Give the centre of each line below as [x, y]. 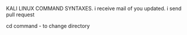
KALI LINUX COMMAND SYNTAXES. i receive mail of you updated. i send [94, 8]
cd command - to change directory [48, 26]
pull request [20, 15]
